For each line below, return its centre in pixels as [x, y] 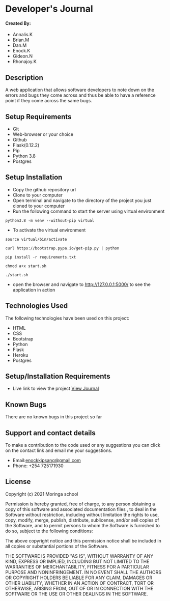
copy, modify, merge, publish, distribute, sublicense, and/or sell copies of [82, 520]
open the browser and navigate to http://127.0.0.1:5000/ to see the [82, 284]
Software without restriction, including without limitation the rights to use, [82, 514]
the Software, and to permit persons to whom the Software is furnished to [83, 525]
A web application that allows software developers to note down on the [80, 90]
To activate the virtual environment [49, 230]
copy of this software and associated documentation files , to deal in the [81, 509]
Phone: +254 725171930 [38, 466]
